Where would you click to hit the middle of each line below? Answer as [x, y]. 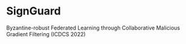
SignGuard [34, 11]
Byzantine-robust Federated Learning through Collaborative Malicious [93, 28]
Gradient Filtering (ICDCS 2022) [46, 34]
